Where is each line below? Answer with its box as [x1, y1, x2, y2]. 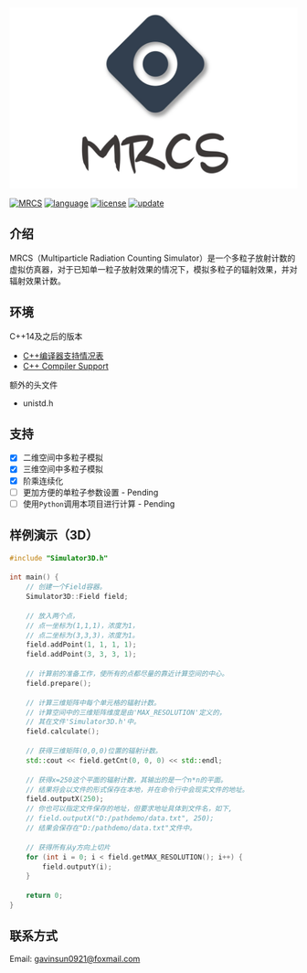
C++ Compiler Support [22, 360, 109, 371]
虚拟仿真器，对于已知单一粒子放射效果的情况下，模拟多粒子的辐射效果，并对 [9, 263, 298, 274]
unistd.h [22, 397, 54, 409]
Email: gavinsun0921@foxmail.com [9, 953, 141, 964]
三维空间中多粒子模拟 [22, 464, 103, 475]
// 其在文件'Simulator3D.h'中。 [26, 717, 141, 727]
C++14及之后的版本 [9, 330, 83, 341]
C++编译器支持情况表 [22, 350, 104, 361]
